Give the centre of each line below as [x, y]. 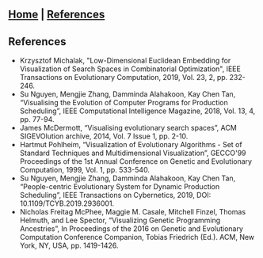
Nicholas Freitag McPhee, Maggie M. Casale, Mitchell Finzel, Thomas [133, 212]
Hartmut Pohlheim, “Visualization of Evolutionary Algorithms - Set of [131, 145]
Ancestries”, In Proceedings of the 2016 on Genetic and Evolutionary [131, 229]
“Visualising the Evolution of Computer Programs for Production [124, 103]
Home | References [57, 15]
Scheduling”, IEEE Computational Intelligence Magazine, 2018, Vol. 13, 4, [137, 111]
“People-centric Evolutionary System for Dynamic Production [120, 187]
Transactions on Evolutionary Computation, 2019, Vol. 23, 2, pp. [124, 78]
